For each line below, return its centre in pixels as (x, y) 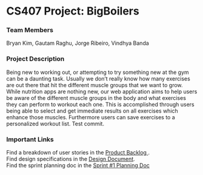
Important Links (30, 139)
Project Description (35, 59)
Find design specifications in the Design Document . (71, 159)
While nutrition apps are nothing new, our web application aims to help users (102, 91)
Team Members (30, 30)
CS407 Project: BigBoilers (73, 11)
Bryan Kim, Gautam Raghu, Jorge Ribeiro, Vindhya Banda (78, 43)
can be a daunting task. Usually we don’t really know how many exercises (98, 78)
